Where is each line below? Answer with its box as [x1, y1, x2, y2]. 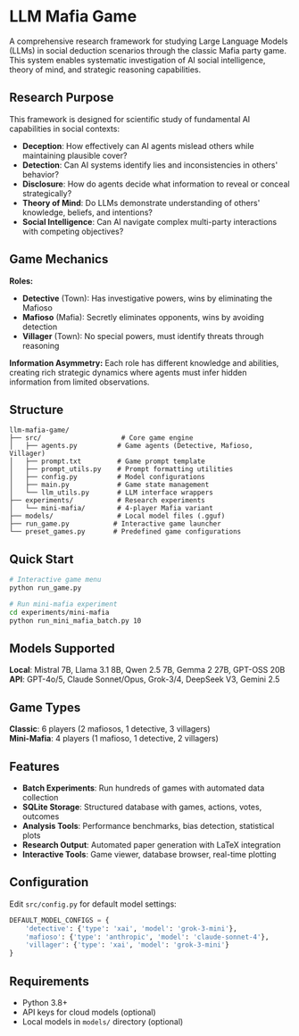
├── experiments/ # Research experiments [9, 496, 205, 505]
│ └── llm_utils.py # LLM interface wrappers [9, 488, 214, 497]
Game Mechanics [9, 252, 109, 267]
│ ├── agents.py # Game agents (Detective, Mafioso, [9, 442, 253, 451]
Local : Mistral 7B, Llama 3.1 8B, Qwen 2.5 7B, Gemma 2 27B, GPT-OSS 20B [9, 665, 286, 675]
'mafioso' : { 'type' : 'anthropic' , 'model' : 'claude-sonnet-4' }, [25, 932, 270, 941]
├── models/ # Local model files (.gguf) [9, 511, 226, 521]
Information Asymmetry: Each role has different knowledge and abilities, [9, 357, 279, 368]
